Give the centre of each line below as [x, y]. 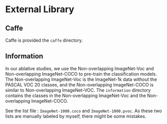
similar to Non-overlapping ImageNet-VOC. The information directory [78, 90]
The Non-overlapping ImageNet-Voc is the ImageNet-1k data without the [81, 79]
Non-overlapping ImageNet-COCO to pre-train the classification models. [81, 74]
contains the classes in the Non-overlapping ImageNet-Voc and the [76, 96]
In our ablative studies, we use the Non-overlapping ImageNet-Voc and [79, 68]
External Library [40, 9]
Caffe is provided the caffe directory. [44, 40]
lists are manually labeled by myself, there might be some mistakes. [76, 116]
